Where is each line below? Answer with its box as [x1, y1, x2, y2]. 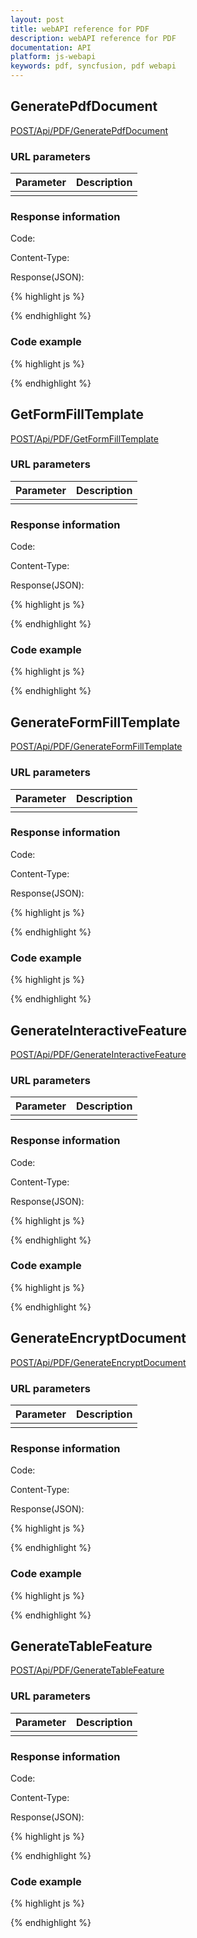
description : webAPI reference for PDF [10, 33, 177, 43]
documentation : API [10, 42, 92, 53]
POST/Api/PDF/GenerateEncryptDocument [10, 1356, 187, 1368]
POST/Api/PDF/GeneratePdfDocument [10, 124, 169, 136]
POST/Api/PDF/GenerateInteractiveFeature [10, 1048, 187, 1060]
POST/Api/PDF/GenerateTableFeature [10, 1664, 165, 1676]
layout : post [10, 14, 65, 25]
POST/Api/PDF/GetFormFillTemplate [10, 432, 159, 445]
